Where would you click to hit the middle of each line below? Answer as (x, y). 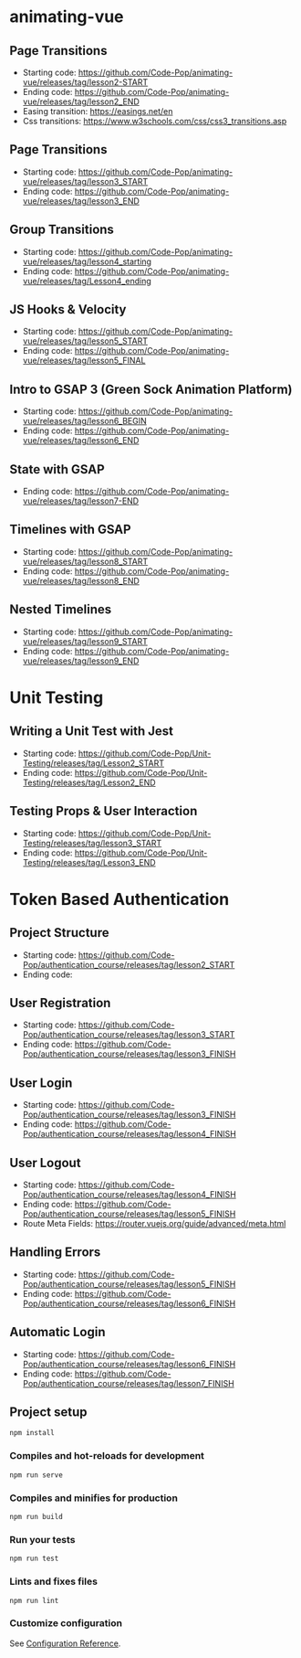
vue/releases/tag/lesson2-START (85, 82)
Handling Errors (55, 1253)
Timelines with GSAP (70, 530)
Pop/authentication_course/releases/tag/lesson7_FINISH (128, 1383)
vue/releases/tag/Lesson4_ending (87, 281)
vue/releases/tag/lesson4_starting (87, 261)
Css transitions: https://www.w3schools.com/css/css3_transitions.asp (155, 121)
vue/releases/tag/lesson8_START (85, 561)
